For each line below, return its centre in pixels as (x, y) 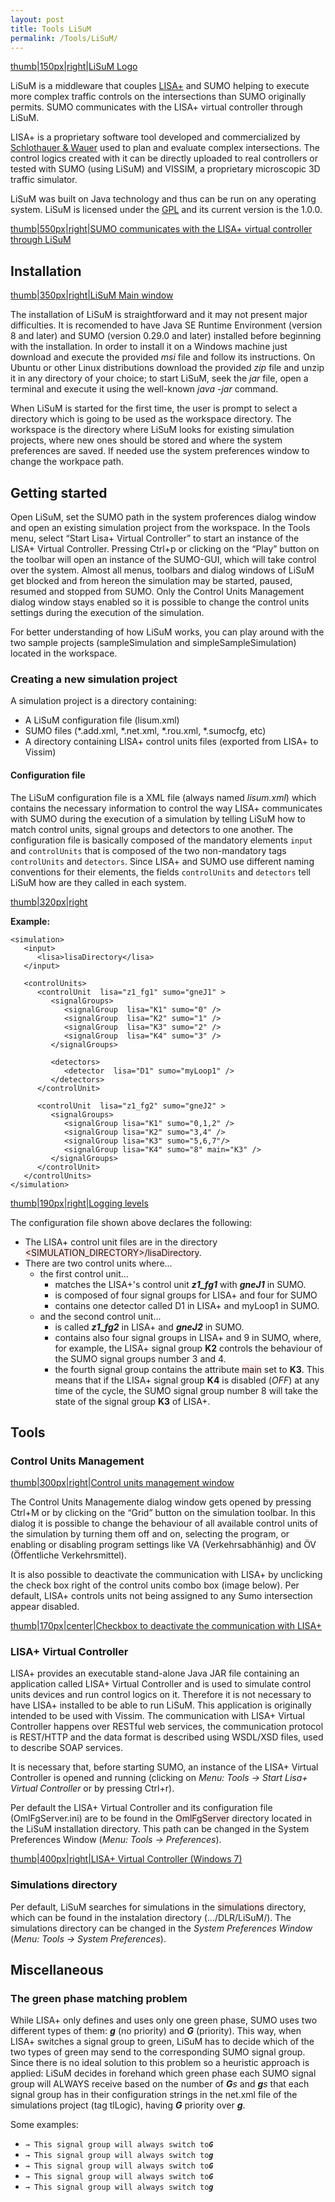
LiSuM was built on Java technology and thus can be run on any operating (163, 199)
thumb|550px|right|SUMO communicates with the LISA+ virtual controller (161, 229)
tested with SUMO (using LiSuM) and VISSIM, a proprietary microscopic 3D (165, 169)
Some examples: (44, 2125)
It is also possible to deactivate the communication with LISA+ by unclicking (166, 1575)
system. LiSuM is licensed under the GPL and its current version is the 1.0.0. (166, 210)
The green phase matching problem (99, 1999)
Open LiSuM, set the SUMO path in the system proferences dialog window (163, 517)
